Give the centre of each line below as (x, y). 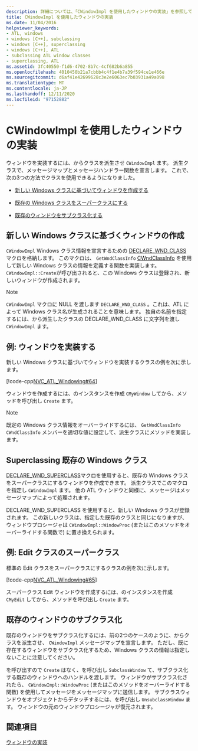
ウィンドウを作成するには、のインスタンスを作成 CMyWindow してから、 (92, 394)
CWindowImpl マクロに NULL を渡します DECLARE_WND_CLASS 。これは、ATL (94, 304)
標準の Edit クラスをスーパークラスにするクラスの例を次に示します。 (89, 568)
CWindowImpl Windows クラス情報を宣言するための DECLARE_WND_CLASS (96, 251)
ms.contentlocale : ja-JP (37, 89)
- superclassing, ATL (33, 61)
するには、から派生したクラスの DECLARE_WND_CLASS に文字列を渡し (93, 319)
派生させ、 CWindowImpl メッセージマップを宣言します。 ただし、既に (105, 642)
